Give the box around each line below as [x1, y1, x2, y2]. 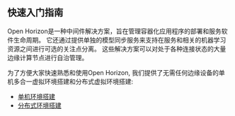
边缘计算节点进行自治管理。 [7, 53, 88, 62]
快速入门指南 [7, 6, 64, 19]
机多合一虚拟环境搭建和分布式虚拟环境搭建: [7, 77, 134, 86]
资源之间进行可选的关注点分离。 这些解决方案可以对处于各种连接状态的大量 [7, 45, 227, 53]
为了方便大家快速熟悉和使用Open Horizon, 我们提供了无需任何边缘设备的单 [7, 68, 225, 76]
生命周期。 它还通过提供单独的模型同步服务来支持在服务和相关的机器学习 [13, 35, 227, 44]
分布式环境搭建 [17, 101, 62, 110]
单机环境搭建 [17, 92, 55, 100]
